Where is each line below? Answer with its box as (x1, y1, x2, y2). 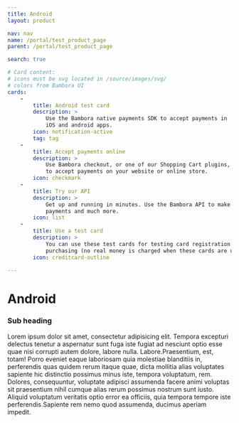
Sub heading (7, 316, 52, 326)
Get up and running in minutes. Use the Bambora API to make (45, 200, 231, 208)
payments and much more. (45, 208, 119, 215)
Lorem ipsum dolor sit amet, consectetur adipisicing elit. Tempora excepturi (7, 332, 229, 341)
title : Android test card (33, 102, 110, 109)
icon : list (33, 214, 65, 221)
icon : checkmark (33, 175, 81, 182)
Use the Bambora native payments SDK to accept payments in (45, 115, 228, 122)
